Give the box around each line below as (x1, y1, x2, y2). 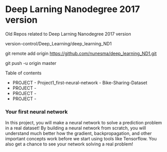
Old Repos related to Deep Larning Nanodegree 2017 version (5, 31, 131, 37)
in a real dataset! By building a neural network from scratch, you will (5, 125, 146, 131)
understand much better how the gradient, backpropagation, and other (5, 130, 152, 136)
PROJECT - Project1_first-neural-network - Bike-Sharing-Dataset (12, 80, 147, 86)
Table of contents (5, 69, 42, 76)
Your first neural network (5, 108, 68, 115)
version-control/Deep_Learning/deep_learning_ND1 (5, 40, 112, 46)
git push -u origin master (5, 60, 57, 66)
